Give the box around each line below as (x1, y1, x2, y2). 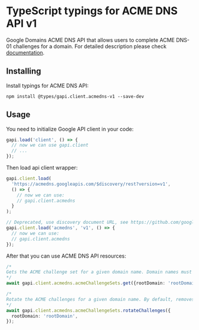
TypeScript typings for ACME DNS (6, 4, 178, 18)
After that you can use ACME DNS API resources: (6, 252, 126, 259)
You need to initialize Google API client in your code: (6, 125, 134, 132)
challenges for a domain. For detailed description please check (12, 43, 167, 50)
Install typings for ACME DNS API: (6, 82, 89, 89)
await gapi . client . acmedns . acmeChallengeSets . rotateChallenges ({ (6, 307, 171, 313)
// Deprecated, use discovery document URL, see (6, 220, 129, 226)
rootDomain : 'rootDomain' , (11, 313, 78, 319)
